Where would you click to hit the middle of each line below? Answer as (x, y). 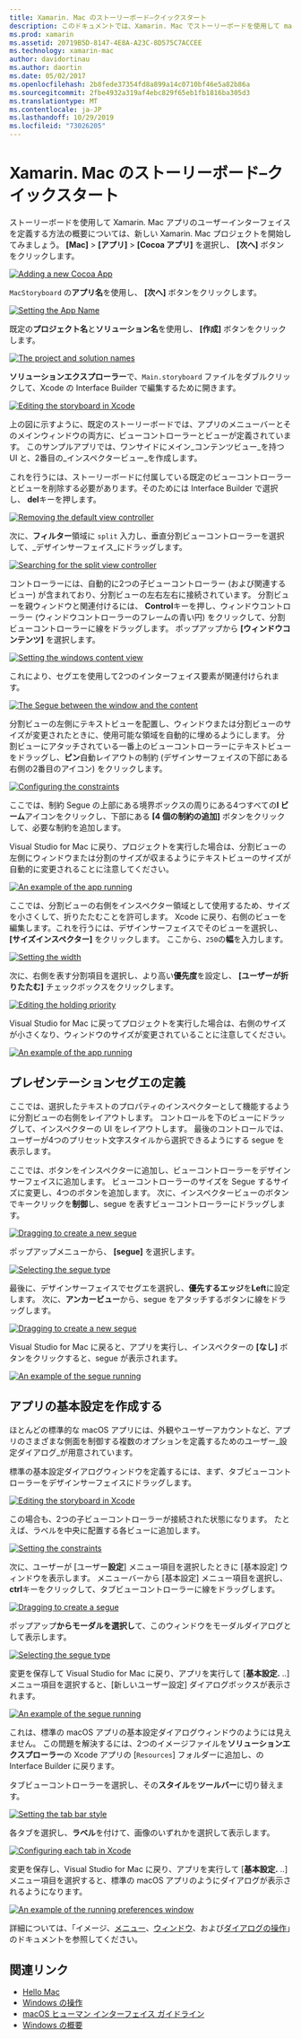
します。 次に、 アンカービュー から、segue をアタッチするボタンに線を (140, 1299)
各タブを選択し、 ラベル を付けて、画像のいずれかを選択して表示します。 (142, 1833)
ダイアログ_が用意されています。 (77, 1452)
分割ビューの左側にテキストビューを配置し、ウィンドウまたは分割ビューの (146, 723)
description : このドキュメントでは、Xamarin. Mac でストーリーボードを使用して (145, 26)
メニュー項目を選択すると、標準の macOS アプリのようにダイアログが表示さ (150, 1880)
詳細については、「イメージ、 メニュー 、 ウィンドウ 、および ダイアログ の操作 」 (150, 1928)
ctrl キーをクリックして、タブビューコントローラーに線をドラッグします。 (145, 1588)
